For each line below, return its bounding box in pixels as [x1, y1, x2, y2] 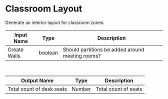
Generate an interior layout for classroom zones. [5, 19, 105, 25]
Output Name [20, 77, 54, 84]
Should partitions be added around [62, 46, 144, 53]
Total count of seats [95, 85, 142, 92]
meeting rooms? [62, 52, 101, 59]
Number [71, 85, 91, 92]
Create [7, 46, 24, 53]
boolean [38, 49, 58, 56]
